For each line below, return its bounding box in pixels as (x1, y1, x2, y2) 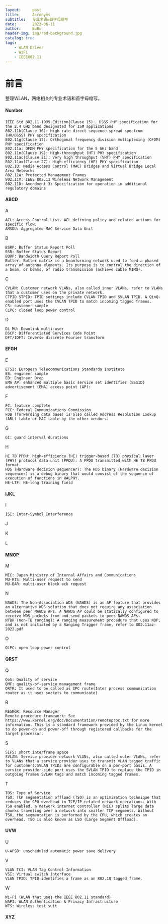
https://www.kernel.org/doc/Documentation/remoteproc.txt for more (5, 718, 150, 723)
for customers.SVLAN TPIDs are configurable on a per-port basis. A (5, 763, 152, 768)
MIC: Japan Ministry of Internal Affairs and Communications (5, 573, 136, 578)
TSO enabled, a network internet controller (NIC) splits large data (5, 804, 154, 809)
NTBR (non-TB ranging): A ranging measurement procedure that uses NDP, (5, 618, 161, 623)
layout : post (5, 7, 42, 13)
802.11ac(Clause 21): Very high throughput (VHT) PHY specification (5, 155, 152, 160)
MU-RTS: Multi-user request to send (5, 577, 82, 582)
